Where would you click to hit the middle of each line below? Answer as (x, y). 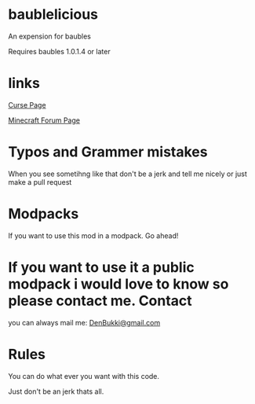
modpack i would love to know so (118, 284)
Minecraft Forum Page (44, 120)
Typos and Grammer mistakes (108, 152)
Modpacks (44, 214)
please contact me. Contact (100, 301)
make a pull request (40, 182)
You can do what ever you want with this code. (84, 376)
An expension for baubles (50, 36)
